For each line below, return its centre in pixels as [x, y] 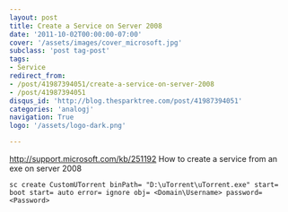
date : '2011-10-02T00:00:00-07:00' [76, 34]
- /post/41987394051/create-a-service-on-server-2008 [112, 84]
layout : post [34, 17]
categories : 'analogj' [52, 109]
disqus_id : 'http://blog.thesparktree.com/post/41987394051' [126, 101]
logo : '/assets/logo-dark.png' [68, 126]
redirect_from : [38, 76]
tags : [19, 59]
